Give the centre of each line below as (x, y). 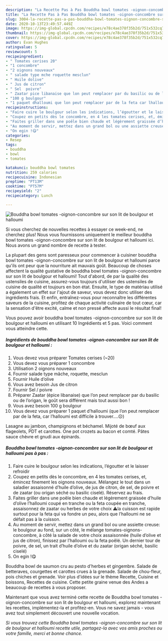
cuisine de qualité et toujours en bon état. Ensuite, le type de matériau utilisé (84, 287)
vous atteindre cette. (27, 328)
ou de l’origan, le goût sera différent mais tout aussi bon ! (71, 400)
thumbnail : (17, 33)
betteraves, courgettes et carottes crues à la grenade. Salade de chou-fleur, (84, 571)
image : (12, 29)
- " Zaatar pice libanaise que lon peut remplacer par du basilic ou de (83, 94)
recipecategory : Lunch (29, 196)
